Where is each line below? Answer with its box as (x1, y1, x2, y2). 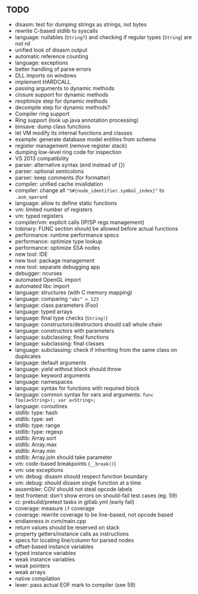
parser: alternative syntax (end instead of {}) (14, 161, 125, 168)
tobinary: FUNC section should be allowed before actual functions (14, 225, 178, 232)
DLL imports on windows (14, 71, 77, 79)
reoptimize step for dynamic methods (14, 97, 108, 105)
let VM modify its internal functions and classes (14, 129, 133, 136)
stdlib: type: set (14, 415, 54, 422)
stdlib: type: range (14, 422, 61, 429)
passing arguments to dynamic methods (14, 84, 115, 92)
